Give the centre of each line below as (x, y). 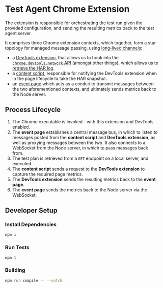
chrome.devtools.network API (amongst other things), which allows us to (85, 63)
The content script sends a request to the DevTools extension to (78, 169)
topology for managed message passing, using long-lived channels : (74, 48)
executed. (22, 163)
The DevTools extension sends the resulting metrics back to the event (84, 179)
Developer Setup (31, 211)
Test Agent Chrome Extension (68, 9)
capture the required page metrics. (47, 174)
